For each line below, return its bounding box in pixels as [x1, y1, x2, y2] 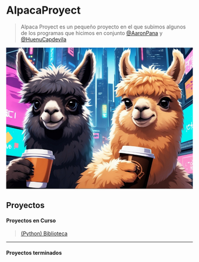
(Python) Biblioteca [20, 230, 68, 237]
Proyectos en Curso [6, 217, 56, 224]
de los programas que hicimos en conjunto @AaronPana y [20, 29, 163, 36]
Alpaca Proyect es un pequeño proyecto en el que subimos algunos [20, 23, 186, 30]
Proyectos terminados [6, 250, 62, 256]
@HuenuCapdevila [20, 36, 67, 43]
